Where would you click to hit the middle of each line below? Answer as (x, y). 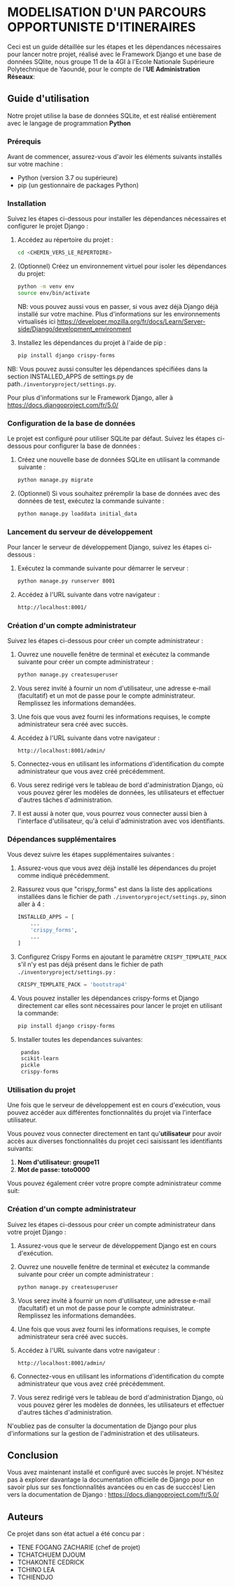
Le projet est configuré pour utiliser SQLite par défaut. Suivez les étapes (111, 439)
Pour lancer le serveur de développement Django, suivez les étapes (105, 547)
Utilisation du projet (41, 1090)
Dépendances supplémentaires (62, 839)
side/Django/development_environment (74, 329)
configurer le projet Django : (48, 227)
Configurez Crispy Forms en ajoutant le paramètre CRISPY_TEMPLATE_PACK (122, 957)
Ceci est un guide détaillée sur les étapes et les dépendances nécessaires (115, 46)
